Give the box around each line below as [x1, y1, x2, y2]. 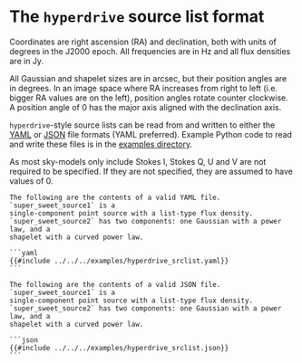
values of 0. [9, 175, 54, 186]
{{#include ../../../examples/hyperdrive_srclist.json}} [9, 343, 229, 352]
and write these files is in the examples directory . [9, 139, 193, 149]
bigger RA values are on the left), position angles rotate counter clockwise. [9, 92, 288, 103]
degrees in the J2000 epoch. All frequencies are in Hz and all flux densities [9, 45, 291, 56]
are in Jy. [9, 55, 44, 66]
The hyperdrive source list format [9, 6, 265, 27]
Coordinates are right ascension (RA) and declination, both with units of [9, 36, 277, 47]
